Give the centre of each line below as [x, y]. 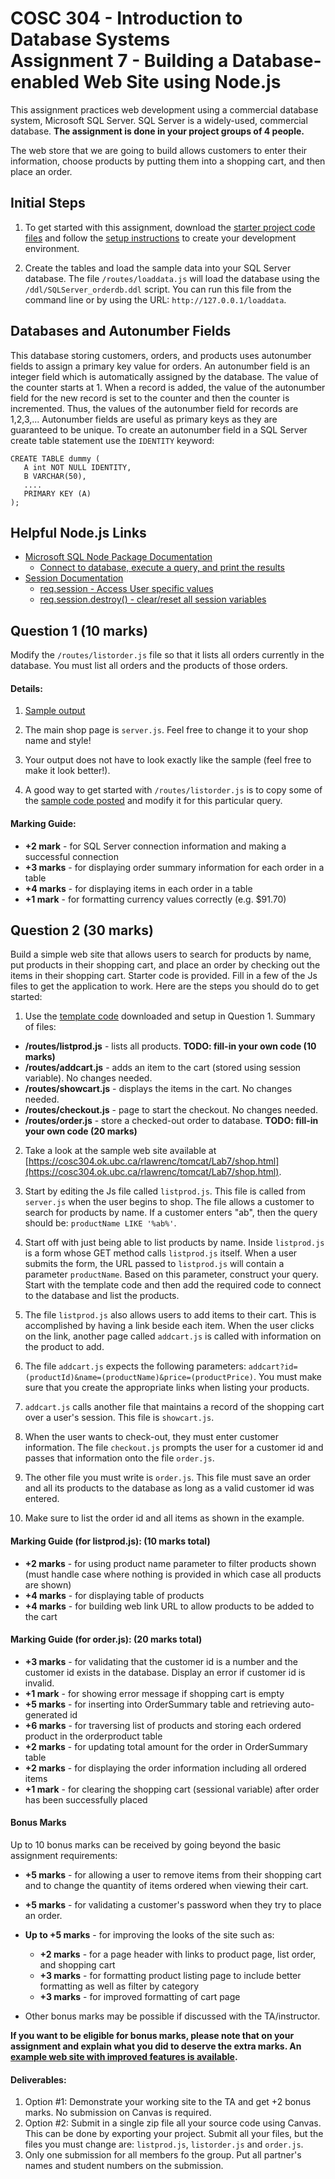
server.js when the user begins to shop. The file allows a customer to [169, 1202]
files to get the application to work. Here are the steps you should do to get [165, 986]
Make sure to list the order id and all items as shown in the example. [164, 1518]
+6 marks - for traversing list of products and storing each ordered [163, 1725]
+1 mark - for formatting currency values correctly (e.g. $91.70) [155, 899]
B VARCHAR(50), [55, 476]
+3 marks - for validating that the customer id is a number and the [161, 1661]
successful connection [71, 856]
